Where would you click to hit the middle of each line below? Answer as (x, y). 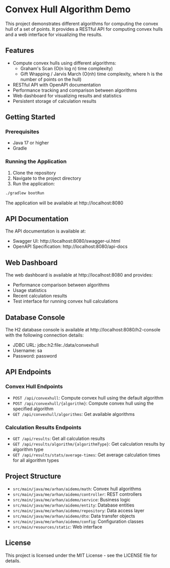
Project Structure (33, 477)
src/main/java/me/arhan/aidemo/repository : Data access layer (78, 510)
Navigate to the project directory (47, 178)
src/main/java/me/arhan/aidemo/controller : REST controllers (77, 494)
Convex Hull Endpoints (34, 387)
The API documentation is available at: (45, 231)
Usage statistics (30, 290)
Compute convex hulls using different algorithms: (64, 63)
